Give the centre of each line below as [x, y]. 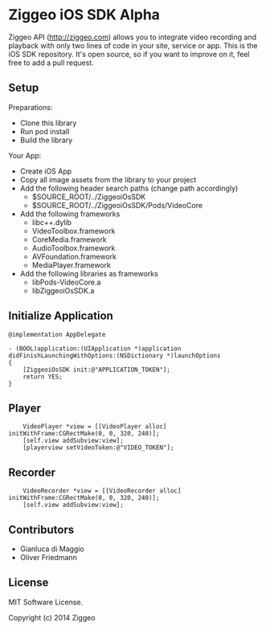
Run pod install [45, 131]
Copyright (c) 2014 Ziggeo [52, 617]
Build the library [46, 140]
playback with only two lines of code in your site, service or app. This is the [133, 45]
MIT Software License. [46, 602]
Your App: [25, 155]
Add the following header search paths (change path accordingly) [129, 188]
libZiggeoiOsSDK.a [63, 290]
